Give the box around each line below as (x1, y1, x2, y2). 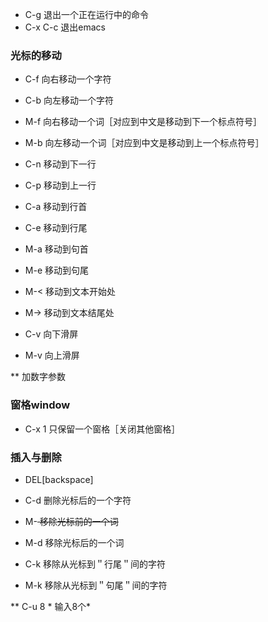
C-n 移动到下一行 (24, 158, 97, 170)
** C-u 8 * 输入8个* (10, 600, 92, 612)
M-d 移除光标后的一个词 (24, 536, 125, 548)
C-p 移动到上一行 (24, 179, 97, 192)
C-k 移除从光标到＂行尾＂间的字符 (24, 558, 167, 570)
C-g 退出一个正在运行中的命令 (24, 9, 149, 20)
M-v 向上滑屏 (24, 349, 80, 362)
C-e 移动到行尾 (24, 222, 88, 234)
